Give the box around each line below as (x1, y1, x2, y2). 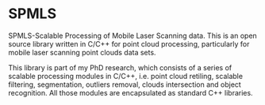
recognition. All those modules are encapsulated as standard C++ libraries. (8, 88, 253, 97)
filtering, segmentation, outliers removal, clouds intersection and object (8, 80, 242, 89)
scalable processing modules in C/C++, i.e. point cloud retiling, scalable (8, 71, 244, 81)
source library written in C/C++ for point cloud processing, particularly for (8, 39, 250, 48)
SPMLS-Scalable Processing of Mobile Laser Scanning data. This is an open (8, 31, 258, 40)
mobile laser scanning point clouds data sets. (8, 47, 156, 57)
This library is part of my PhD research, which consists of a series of (8, 62, 232, 72)
